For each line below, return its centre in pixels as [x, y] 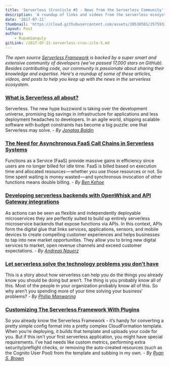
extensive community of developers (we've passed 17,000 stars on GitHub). [84, 63]
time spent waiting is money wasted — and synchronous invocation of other [83, 177]
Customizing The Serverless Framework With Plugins [73, 309]
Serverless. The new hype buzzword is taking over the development [76, 109]
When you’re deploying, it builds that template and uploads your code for [81, 331]
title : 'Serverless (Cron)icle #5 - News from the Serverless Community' [85, 10]
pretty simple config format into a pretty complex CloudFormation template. [84, 326]
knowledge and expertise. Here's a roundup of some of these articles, [78, 74]
